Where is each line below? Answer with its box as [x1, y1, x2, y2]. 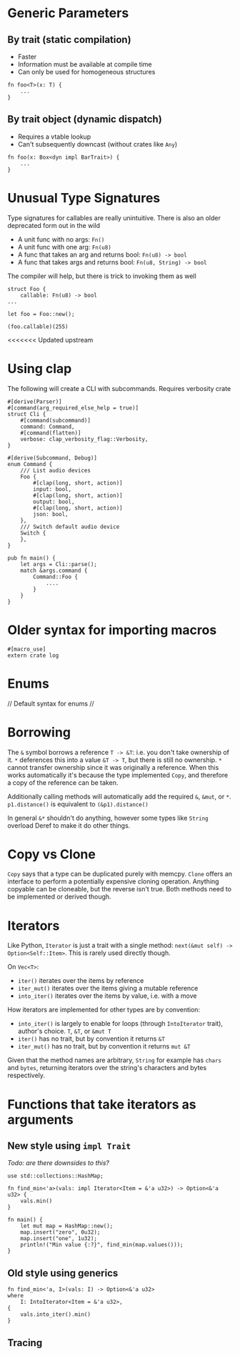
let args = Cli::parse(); [20, 560, 98, 568]
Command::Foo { [33, 573, 79, 580]
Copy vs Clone [7, 846, 96, 862]
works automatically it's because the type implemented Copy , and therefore [7, 771, 229, 779]
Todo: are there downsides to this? [7, 1159, 109, 1167]
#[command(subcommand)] [20, 417, 91, 424]
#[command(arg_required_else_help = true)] [7, 404, 139, 412]
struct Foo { [7, 285, 46, 292]
